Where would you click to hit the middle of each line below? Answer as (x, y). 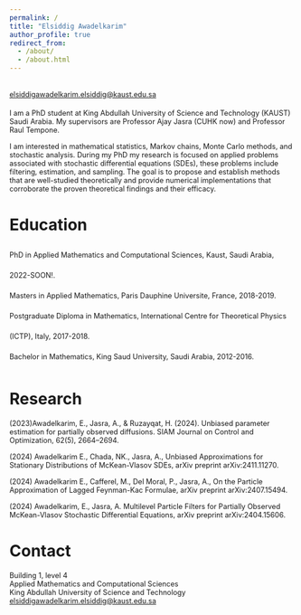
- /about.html (44, 60)
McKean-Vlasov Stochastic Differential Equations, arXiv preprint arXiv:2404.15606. (148, 515)
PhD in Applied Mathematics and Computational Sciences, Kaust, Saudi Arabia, (142, 255)
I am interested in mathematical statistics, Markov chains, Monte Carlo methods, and (151, 147)
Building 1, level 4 (38, 575)
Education (48, 225)
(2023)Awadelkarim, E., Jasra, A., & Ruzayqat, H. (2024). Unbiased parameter (140, 423)
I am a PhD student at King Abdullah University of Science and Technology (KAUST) (150, 113)
